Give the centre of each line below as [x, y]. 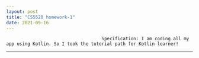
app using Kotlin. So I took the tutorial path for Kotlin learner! [92, 44]
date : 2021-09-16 [28, 22]
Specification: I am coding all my [145, 39]
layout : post [22, 12]
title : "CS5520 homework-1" [41, 17]
